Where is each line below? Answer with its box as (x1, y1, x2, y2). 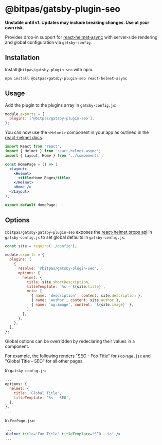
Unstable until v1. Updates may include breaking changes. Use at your (5, 20, 149, 25)
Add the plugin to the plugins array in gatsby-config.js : (5, 102, 117, 108)
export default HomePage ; (5, 202, 57, 207)
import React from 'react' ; (5, 144, 62, 149)
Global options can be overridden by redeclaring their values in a (5, 338, 135, 344)
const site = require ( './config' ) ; (5, 243, 77, 248)
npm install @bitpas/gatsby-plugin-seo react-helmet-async (5, 76, 127, 81)
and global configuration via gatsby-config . (5, 39, 92, 45)
